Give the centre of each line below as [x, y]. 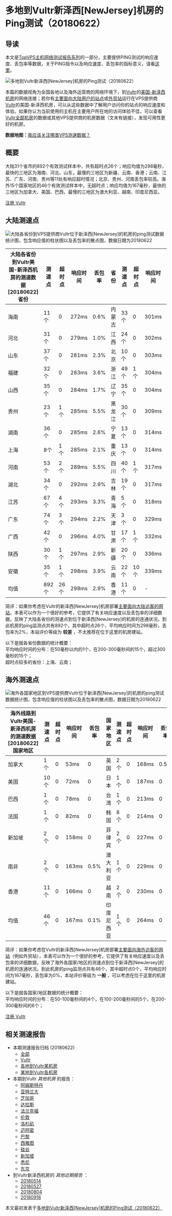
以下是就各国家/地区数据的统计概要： [44, 993]
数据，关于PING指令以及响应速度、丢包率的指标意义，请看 [93, 64]
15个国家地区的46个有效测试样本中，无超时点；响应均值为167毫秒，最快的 [88, 185]
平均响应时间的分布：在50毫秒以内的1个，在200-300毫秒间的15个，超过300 [85, 649]
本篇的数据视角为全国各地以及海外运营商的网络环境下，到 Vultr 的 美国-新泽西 [85, 92]
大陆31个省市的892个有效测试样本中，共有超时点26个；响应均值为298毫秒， [86, 166]
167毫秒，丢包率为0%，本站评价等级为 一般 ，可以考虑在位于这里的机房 [90, 975]
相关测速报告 [26, 1034]
